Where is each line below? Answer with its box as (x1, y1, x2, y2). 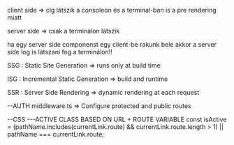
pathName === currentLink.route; (7, 130, 105, 138)
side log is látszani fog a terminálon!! (7, 48, 113, 56)
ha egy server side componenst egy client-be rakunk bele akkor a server (7, 40, 217, 48)
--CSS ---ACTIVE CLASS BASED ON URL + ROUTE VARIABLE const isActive (7, 115, 227, 123)
